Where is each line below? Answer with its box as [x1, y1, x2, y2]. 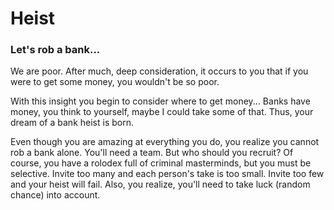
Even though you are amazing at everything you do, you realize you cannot [10, 136, 320, 148]
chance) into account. [10, 189, 101, 201]
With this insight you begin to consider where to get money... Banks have [10, 95, 311, 107]
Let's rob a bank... [10, 43, 101, 57]
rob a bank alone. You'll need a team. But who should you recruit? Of [10, 147, 294, 159]
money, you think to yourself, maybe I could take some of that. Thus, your [10, 106, 314, 118]
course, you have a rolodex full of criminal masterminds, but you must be [10, 157, 312, 169]
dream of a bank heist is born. [10, 117, 134, 129]
